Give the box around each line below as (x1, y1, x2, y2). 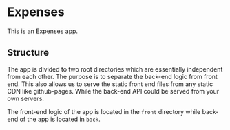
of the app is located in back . (19, 115, 101, 123)
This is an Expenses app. (7, 27, 78, 35)
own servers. (7, 94, 45, 102)
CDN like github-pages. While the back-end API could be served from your (7, 87, 219, 95)
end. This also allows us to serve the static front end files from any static (7, 80, 213, 88)
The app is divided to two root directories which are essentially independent (7, 65, 223, 73)
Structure (7, 47, 50, 58)
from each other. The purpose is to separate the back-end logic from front (7, 72, 218, 80)
